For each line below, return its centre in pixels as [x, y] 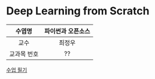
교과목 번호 [24, 54]
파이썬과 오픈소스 [67, 31]
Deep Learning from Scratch [78, 11]
